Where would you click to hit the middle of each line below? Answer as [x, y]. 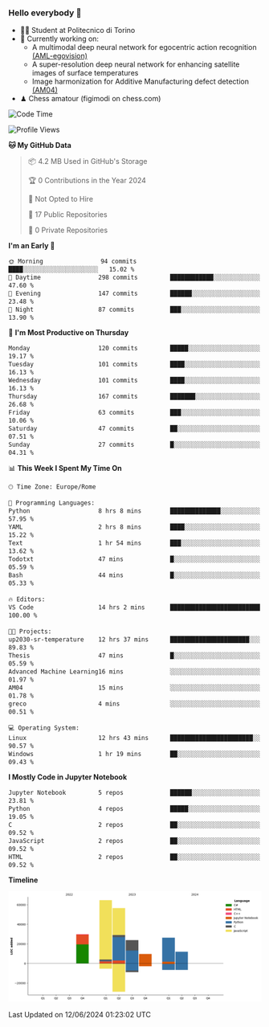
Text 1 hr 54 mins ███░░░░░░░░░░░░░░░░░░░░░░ [134, 543]
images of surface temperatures [85, 73]
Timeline [23, 880]
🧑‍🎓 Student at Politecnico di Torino [77, 31]
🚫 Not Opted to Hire [61, 199]
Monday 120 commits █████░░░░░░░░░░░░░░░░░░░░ [134, 349]
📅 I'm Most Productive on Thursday [69, 333]
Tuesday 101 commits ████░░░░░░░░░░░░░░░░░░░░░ [134, 365]
